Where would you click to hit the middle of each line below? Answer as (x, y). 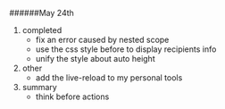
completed (42, 30)
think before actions (72, 96)
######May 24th (42, 13)
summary (40, 87)
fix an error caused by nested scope (102, 40)
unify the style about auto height (95, 59)
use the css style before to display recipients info (126, 49)
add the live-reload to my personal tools (109, 78)
